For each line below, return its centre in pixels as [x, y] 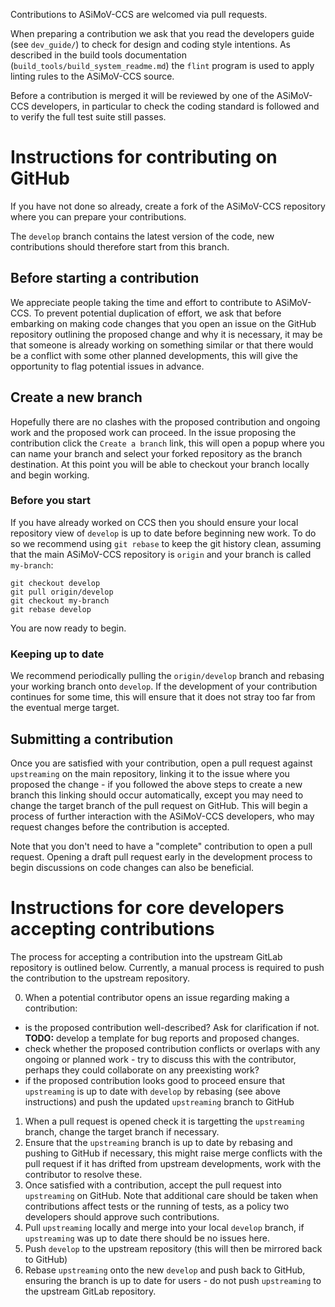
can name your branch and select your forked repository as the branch [156, 453]
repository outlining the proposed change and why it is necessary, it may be [166, 334]
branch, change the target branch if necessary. [122, 1131]
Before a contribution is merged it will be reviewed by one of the [142, 95]
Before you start [50, 501]
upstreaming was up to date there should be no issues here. [147, 1238]
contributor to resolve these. [83, 1174]
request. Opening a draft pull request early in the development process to [161, 856]
